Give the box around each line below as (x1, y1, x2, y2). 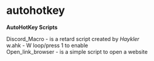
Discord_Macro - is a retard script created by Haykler (6, 35, 139, 42)
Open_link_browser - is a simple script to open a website (6, 48, 148, 55)
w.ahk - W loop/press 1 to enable (6, 42, 89, 49)
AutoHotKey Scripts (6, 24, 58, 31)
